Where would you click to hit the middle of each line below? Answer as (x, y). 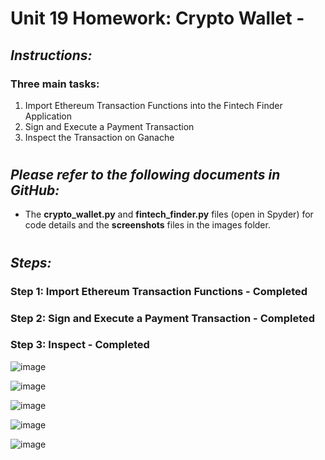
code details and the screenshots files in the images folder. (147, 225)
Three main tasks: (55, 84)
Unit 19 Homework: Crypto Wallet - (157, 18)
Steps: (31, 262)
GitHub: (35, 190)
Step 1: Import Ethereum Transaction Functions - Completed (159, 291)
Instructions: (51, 55)
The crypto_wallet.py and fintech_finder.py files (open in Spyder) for (169, 214)
